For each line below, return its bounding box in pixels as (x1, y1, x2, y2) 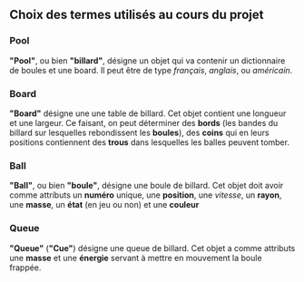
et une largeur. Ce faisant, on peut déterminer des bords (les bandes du (9, 117, 279, 128)
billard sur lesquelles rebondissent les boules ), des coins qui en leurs (9, 127, 270, 138)
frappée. (9, 262, 42, 273)
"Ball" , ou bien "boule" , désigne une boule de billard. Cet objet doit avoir (9, 180, 284, 191)
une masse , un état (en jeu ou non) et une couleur (9, 199, 200, 210)
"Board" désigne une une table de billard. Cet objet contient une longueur (9, 108, 287, 119)
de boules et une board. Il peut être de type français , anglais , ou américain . (9, 64, 293, 75)
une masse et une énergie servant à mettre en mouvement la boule (9, 252, 262, 263)
